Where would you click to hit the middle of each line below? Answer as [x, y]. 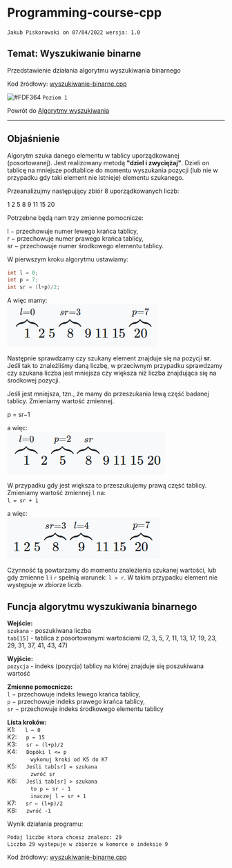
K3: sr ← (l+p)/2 [35, 744]
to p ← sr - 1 [50, 789]
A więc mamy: [27, 301]
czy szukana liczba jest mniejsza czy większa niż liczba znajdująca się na [112, 373]
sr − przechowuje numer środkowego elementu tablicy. [86, 246]
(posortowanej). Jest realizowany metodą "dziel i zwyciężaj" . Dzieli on [108, 163]
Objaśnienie [33, 139]
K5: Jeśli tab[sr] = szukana [52, 766]
